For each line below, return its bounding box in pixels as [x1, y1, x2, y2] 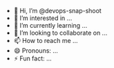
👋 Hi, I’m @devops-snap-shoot [13, 7, 102, 15]
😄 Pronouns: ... [13, 46, 59, 55]
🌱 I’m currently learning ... [13, 22, 88, 29]
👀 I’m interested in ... [13, 14, 73, 22]
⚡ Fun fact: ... [13, 54, 52, 62]
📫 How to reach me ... [13, 37, 78, 44]
